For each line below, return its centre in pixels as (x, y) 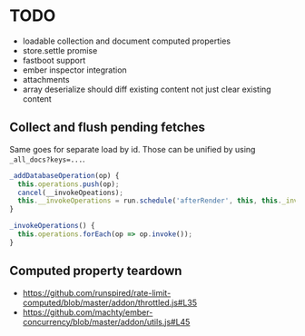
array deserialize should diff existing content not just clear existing (147, 89)
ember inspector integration (74, 70)
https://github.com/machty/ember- (88, 312)
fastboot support (54, 60)
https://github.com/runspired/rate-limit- (97, 292)
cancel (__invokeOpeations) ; (71, 193)
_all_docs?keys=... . (47, 159)
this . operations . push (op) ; (69, 184)
